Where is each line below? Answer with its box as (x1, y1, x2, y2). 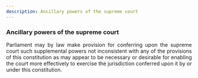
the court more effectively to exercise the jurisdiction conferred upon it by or (6, 60, 192, 67)
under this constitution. (6, 66, 62, 73)
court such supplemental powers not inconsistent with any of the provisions (6, 48, 192, 55)
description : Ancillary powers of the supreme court (6, 8, 138, 15)
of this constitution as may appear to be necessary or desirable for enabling (6, 53, 192, 60)
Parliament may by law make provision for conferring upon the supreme (6, 41, 192, 48)
